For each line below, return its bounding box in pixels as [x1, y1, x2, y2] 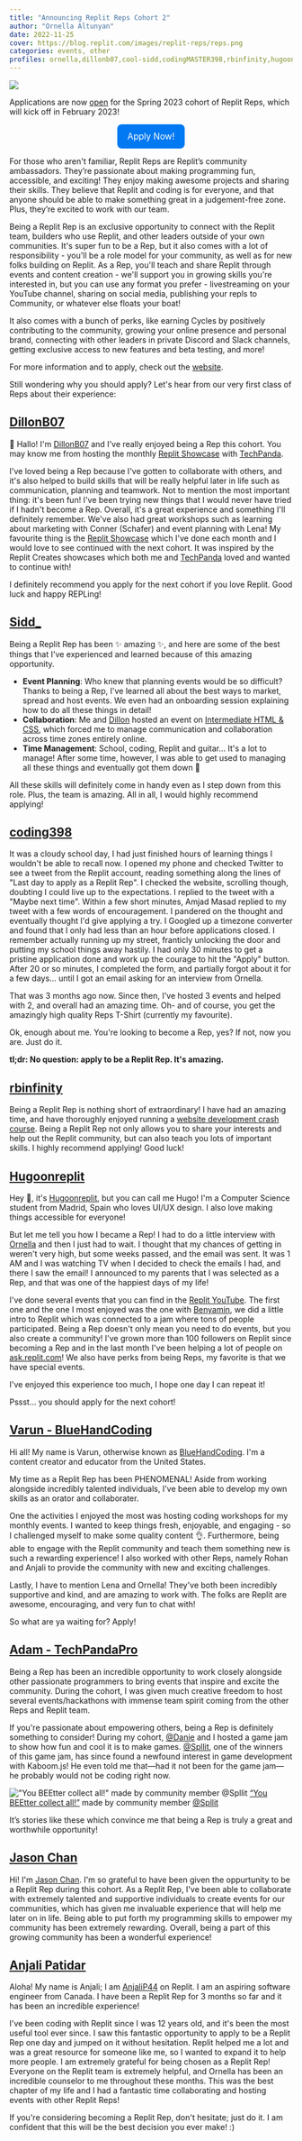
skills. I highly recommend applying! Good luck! [9, 1142, 184, 1154]
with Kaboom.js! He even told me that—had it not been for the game [9, 1760, 262, 1771]
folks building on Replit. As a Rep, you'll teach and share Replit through [9, 260, 271, 270]
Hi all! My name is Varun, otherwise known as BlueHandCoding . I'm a [9, 1446, 265, 1457]
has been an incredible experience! [9, 2000, 140, 2011]
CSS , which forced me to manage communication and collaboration [22, 723, 273, 735]
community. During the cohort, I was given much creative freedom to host [9, 1685, 283, 1696]
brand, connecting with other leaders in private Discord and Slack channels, [9, 334, 290, 345]
